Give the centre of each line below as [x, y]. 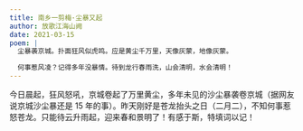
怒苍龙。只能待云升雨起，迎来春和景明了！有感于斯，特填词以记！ [132, 117]
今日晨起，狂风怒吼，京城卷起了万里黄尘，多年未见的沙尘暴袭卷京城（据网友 [152, 94]
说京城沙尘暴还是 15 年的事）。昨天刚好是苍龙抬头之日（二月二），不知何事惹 [150, 106]
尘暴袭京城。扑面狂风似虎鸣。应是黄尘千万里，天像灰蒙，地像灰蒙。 [125, 51]
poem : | [24, 43]
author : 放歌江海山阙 [46, 26]
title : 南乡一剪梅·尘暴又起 [56, 18]
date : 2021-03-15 [42, 34]
